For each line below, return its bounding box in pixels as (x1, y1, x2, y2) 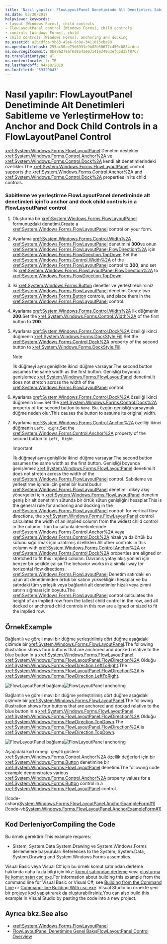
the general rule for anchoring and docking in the (12, 502, 113, 508)
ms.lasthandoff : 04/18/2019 (5, 63, 64, 68)
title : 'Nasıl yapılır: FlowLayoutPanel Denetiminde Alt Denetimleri (5, 7, 153, 12)
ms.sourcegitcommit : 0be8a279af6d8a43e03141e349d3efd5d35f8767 (5, 49, 139, 54)
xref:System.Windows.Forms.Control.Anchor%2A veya (12, 529, 125, 535)
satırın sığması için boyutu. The (12, 587, 75, 593)
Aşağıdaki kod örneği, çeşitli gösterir (5, 749, 81, 755)
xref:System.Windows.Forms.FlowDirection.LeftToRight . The (5, 663, 128, 669)
